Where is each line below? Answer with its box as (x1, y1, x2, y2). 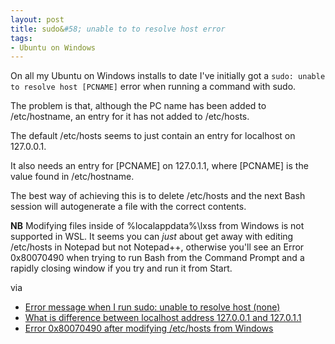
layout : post (10, 14, 65, 25)
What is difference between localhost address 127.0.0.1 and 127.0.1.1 (24, 312, 302, 324)
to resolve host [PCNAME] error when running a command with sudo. (10, 81, 297, 93)
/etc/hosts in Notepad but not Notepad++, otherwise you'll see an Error (10, 241, 305, 253)
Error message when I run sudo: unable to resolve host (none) (24, 301, 281, 313)
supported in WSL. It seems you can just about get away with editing (10, 231, 294, 243)
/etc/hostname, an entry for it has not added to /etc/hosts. (10, 111, 250, 123)
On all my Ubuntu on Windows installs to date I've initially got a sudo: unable (10, 70, 326, 82)
